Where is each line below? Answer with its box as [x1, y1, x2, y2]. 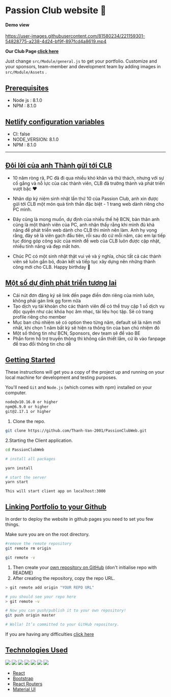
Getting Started [5, 356, 55, 365]
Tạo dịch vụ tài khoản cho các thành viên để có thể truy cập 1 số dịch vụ [12, 303, 165, 309]
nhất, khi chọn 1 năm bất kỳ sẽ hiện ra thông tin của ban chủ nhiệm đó [12, 324, 160, 330]
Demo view [5, 21, 30, 27]
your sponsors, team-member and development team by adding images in [5, 64, 161, 70]
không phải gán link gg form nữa [12, 297, 81, 303]
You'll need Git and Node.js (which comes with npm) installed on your [5, 384, 152, 391]
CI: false [12, 131, 31, 137]
